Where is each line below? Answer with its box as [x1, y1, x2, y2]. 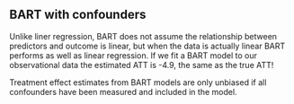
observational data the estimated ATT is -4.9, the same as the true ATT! [9, 59, 274, 70]
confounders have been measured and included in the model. [9, 86, 237, 97]
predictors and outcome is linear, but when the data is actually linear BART [9, 40, 286, 51]
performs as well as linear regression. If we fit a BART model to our [9, 49, 258, 61]
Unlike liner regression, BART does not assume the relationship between [9, 30, 277, 41]
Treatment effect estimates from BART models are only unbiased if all [9, 76, 267, 88]
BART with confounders [9, 7, 147, 22]
